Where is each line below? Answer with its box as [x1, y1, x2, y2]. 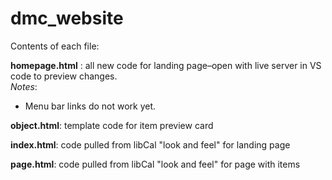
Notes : [10, 80, 38, 92]
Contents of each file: [10, 40, 100, 52]
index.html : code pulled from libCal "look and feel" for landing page [10, 138, 291, 151]
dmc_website [10, 7, 124, 30]
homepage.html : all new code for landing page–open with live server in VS [10, 59, 322, 71]
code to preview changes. [10, 70, 118, 82]
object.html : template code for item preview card [10, 119, 214, 131]
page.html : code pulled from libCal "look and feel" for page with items [10, 158, 301, 170]
